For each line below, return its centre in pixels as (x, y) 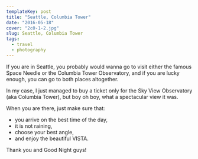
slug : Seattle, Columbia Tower (45, 34)
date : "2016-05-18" (30, 22)
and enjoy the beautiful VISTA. (51, 138)
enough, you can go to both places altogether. (62, 79)
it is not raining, (33, 126)
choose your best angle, (44, 132)
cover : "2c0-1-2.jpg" (33, 28)
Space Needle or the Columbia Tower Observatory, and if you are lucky (93, 73)
